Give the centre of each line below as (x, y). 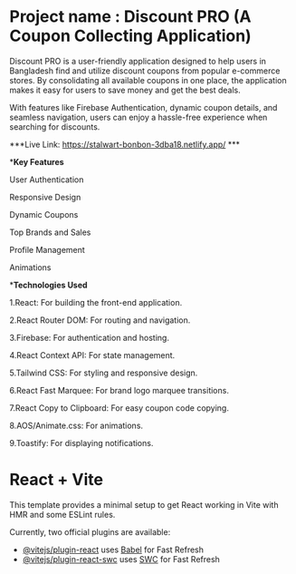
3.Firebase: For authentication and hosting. (90, 337)
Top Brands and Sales (50, 232)
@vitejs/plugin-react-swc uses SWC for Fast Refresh (121, 559)
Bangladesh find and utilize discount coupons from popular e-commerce (145, 71)
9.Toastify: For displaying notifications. (81, 443)
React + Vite (57, 480)
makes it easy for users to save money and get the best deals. (125, 90)
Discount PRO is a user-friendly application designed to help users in (138, 61)
